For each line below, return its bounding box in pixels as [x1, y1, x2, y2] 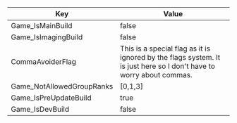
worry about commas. [119, 70, 193, 79]
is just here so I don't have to [119, 61, 215, 71]
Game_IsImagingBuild [11, 32, 83, 41]
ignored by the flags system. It [119, 53, 221, 62]
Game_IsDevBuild [11, 105, 69, 114]
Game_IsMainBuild [11, 21, 73, 30]
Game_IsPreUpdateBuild [11, 93, 92, 103]
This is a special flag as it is [119, 44, 210, 53]
